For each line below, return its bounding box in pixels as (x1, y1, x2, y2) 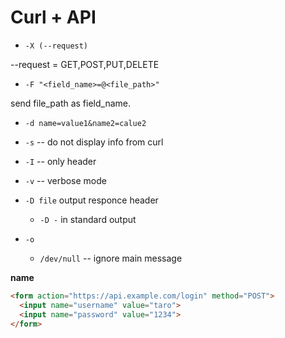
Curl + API (10, 6, 97, 29)
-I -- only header (24, 155, 97, 167)
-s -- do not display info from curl (24, 136, 164, 148)
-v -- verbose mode (24, 174, 107, 186)
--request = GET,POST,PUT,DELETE (10, 58, 160, 70)
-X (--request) (24, 41, 89, 51)
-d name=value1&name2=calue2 (24, 118, 147, 128)
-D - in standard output (39, 213, 137, 225)
